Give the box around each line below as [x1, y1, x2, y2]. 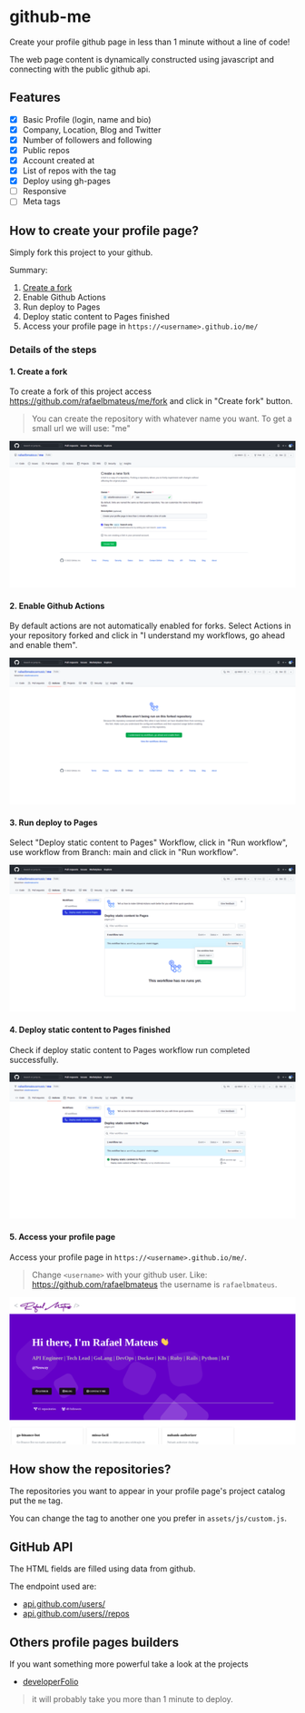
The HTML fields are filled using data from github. [9, 1563, 196, 1574]
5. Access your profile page [9, 1232, 116, 1243]
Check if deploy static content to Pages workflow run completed [9, 1044, 251, 1055]
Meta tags [22, 196, 61, 207]
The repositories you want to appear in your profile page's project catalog [9, 1486, 286, 1497]
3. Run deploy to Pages [9, 817, 98, 828]
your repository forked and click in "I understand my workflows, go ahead [9, 630, 286, 641]
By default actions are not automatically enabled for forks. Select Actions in [9, 620, 292, 632]
